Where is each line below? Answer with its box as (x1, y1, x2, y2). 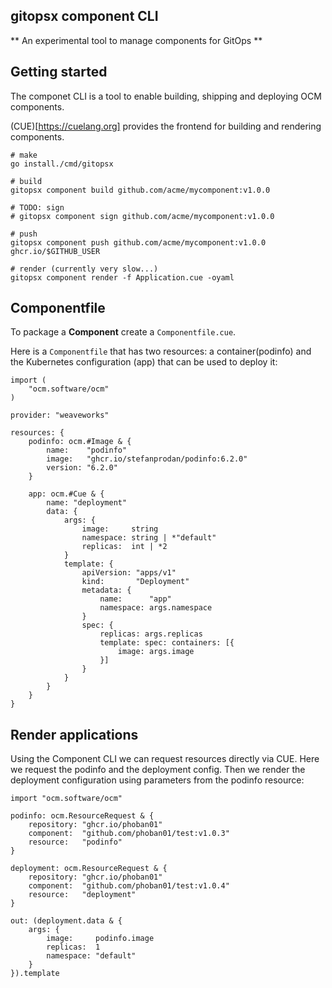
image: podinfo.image (46, 934, 155, 944)
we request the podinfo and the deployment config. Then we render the (10, 764, 306, 776)
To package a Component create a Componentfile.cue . (10, 326, 237, 338)
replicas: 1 (46, 942, 101, 953)
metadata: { (81, 585, 132, 596)
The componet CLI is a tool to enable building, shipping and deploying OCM (10, 90, 322, 102)
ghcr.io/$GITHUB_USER (10, 246, 101, 256)
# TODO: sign (10, 202, 65, 213)
